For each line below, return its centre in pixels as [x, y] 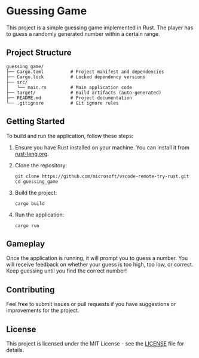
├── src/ [17, 82]
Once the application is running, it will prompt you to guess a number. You [97, 258]
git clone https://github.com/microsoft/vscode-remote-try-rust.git [102, 176]
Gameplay [26, 244]
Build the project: [36, 192]
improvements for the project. [43, 310]
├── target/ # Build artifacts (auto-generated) [84, 93]
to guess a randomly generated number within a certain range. [83, 33]
